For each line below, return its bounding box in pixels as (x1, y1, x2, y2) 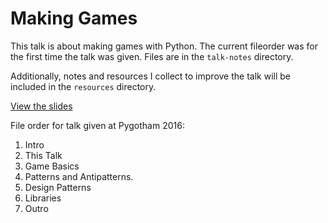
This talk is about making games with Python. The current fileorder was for (10, 40, 318, 52)
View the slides (10, 100, 73, 112)
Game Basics (24, 160, 80, 172)
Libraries (24, 192, 62, 204)
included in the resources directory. (10, 80, 157, 92)
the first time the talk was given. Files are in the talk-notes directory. (10, 50, 294, 62)
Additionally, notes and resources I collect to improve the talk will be (10, 70, 291, 82)
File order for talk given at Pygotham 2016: (10, 119, 185, 131)
